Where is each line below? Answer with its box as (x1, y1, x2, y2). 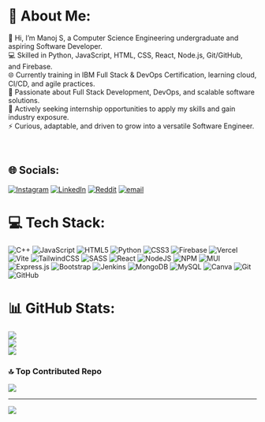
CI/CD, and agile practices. (8, 79, 95, 88)
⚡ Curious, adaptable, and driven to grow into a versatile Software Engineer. (8, 121, 255, 131)
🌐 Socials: (8, 164, 60, 177)
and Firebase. (8, 61, 53, 71)
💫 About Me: (8, 7, 91, 25)
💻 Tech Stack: (8, 213, 106, 231)
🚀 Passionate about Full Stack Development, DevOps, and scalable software (8, 87, 255, 97)
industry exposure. (8, 112, 69, 121)
